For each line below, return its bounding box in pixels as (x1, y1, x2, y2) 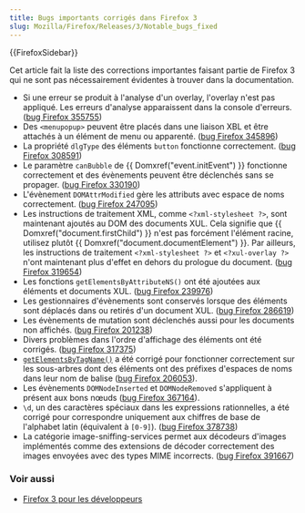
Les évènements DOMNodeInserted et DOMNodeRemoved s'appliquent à (22, 382, 272, 393)
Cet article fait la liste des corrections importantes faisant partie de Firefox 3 (9, 65, 296, 76)
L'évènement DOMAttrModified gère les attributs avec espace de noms (22, 189, 285, 200)
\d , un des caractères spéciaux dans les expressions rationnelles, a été (22, 402, 290, 413)
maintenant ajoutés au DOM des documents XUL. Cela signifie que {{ (22, 218, 282, 229)
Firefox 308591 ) (22, 149, 83, 160)
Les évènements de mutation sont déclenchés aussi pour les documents (22, 314, 295, 325)
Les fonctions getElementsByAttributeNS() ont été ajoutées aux (22, 275, 261, 287)
